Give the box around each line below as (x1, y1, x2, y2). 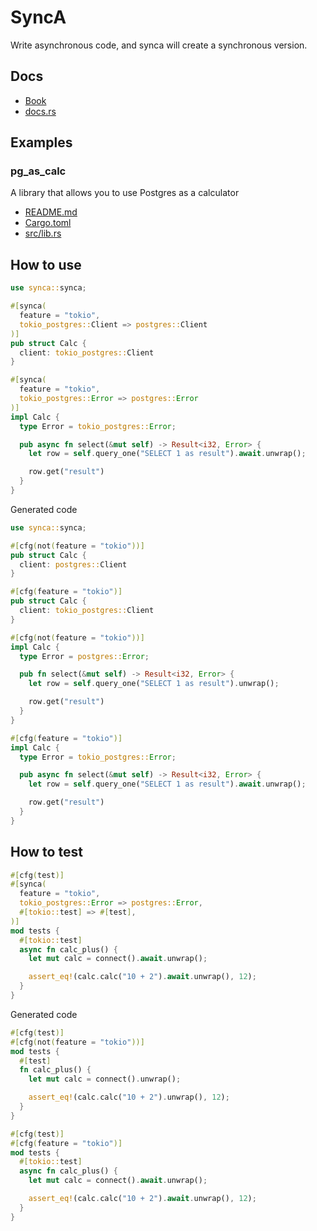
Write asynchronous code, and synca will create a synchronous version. (10, 39, 308, 51)
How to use (10, 256, 82, 273)
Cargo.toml (24, 217, 72, 229)
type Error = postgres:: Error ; (19, 651, 150, 661)
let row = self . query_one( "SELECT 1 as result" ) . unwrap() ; (28, 679, 280, 689)
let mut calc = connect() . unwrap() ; (28, 1074, 182, 1085)
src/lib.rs (24, 227, 62, 240)
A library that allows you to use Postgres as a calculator (10, 187, 240, 199)
